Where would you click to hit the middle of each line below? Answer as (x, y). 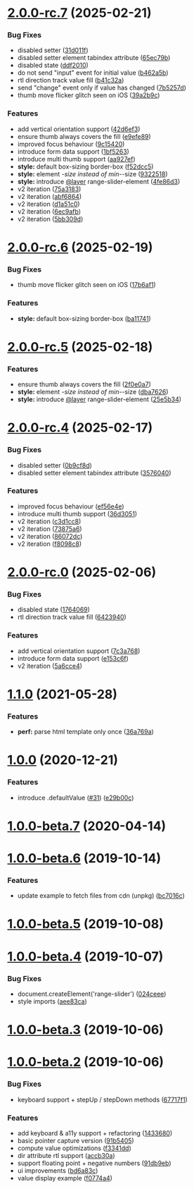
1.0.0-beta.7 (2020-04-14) (87, 826)
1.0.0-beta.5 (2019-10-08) (85, 924)
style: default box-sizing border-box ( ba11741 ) (84, 318)
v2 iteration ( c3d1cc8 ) (49, 521)
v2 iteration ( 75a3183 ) (49, 189)
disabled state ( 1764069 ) (53, 610)
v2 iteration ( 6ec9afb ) (49, 211)
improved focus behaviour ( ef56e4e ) (71, 506)
